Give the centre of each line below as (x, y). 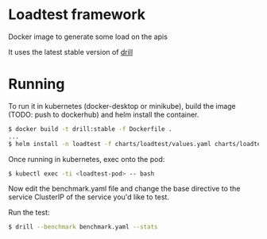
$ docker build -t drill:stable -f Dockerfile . (90, 129)
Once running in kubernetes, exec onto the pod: (87, 159)
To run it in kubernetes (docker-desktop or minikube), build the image (122, 106)
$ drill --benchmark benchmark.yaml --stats (83, 227)
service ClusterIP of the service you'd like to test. (89, 197)
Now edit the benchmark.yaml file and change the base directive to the (124, 189)
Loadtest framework (77, 15)
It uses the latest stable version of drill (71, 52)
